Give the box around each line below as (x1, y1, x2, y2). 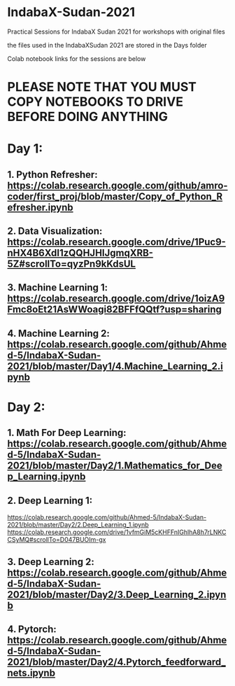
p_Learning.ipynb (7, 470, 86, 483)
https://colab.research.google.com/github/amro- (7, 179, 229, 191)
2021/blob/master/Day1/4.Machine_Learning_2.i (7, 360, 224, 372)
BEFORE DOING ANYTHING (7, 109, 168, 125)
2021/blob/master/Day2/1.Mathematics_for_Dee (7, 460, 222, 472)
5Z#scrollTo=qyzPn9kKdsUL (7, 258, 136, 270)
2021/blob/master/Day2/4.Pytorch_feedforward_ (7, 656, 226, 668)
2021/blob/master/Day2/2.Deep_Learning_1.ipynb (7, 521, 149, 529)
